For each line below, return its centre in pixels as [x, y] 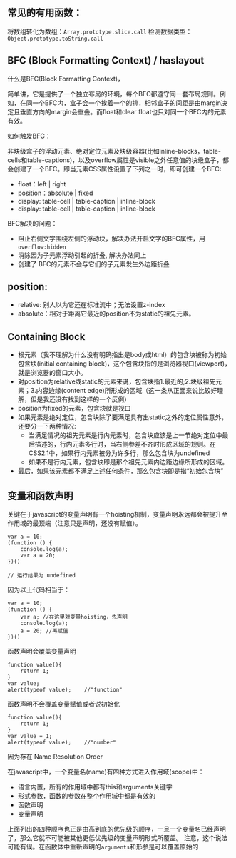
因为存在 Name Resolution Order [55, 757]
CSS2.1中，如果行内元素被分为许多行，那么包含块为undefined [119, 453]
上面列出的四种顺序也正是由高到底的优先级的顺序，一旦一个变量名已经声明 [117, 829]
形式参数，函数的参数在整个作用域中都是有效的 [86, 796]
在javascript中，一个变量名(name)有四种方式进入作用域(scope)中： [106, 772]
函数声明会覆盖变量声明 [42, 652]
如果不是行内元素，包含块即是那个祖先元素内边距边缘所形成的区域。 [128, 462]
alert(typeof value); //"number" [62, 743]
